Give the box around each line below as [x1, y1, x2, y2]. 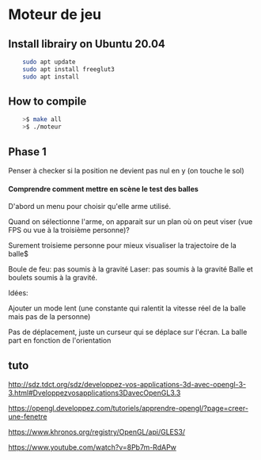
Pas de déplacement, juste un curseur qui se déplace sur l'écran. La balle [8, 327, 248, 337]
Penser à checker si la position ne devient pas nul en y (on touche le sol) [8, 166, 245, 175]
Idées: [8, 288, 29, 298]
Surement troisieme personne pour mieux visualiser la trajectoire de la [8, 241, 237, 250]
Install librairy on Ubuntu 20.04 [8, 37, 166, 51]
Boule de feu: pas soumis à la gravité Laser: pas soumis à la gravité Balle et [8, 264, 253, 274]
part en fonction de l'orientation [8, 336, 112, 345]
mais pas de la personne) [8, 312, 91, 321]
